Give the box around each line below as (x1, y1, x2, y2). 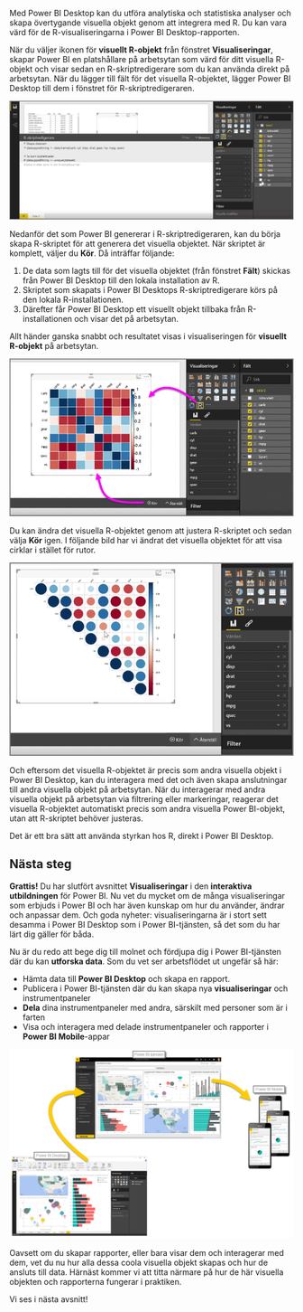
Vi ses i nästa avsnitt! (9, 1294, 88, 1305)
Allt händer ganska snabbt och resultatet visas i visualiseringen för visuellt (9, 331, 287, 342)
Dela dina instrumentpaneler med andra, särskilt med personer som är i (22, 1002, 289, 1013)
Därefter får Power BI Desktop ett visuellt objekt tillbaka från (22, 304, 246, 315)
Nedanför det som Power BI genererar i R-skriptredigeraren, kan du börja (9, 229, 281, 240)
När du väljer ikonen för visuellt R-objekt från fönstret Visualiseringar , (9, 44, 273, 55)
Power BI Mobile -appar (22, 1031, 110, 1042)
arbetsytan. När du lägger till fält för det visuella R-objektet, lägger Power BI (9, 73, 291, 84)
